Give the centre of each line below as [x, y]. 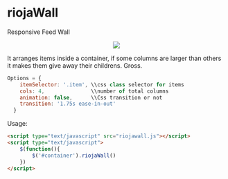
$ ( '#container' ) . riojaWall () [74, 156]
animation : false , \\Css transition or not [91, 97]
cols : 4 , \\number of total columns [94, 91]
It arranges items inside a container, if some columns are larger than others [114, 58]
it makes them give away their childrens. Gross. [75, 65]
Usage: [17, 124]
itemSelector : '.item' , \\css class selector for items [102, 84]
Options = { [24, 78]
